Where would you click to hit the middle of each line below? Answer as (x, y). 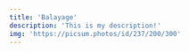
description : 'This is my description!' (86, 26)
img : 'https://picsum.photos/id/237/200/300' (95, 33)
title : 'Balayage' (43, 17)
